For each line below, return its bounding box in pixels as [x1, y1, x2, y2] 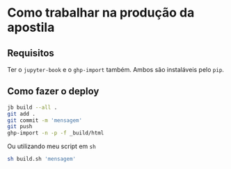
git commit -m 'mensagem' [7, 116, 82, 124]
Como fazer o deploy [7, 85, 99, 98]
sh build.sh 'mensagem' [7, 156, 77, 163]
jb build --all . [7, 104, 58, 111]
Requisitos [7, 47, 54, 59]
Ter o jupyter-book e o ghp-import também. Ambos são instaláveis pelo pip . [7, 66, 225, 73]
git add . [7, 110, 36, 117]
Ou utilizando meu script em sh [7, 142, 96, 150]
